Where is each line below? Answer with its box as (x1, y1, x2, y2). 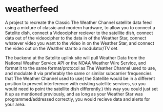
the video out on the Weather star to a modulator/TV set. (5, 45, 119, 51)
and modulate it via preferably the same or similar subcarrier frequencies (5, 70, 152, 76)
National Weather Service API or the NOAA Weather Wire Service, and (5, 60, 146, 66)
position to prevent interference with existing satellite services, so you (5, 80, 146, 86)
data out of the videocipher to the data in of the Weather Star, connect (5, 35, 146, 41)
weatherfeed (5, 3, 59, 15)
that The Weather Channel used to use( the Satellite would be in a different (5, 75, 155, 81)
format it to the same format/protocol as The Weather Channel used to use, (5, 65, 156, 71)
